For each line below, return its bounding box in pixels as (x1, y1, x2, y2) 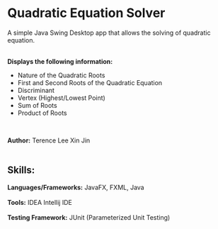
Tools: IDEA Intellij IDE (7, 198, 72, 206)
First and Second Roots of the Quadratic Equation (17, 78, 163, 86)
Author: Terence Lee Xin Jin (7, 136, 91, 145)
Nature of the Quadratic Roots (17, 71, 105, 79)
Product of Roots (17, 108, 67, 117)
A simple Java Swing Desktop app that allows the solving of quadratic (7, 28, 211, 37)
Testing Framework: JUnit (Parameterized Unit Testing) (7, 213, 171, 221)
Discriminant (17, 86, 55, 94)
